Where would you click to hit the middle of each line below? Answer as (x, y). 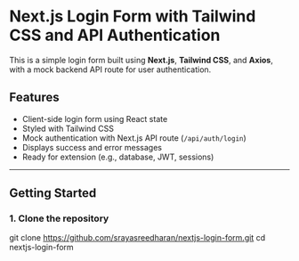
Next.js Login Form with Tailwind (133, 16)
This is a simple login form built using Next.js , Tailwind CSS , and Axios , (141, 60)
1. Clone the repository (59, 218)
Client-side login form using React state (95, 118)
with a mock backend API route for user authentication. (110, 69)
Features (34, 98)
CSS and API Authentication (115, 35)
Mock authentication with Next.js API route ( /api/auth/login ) (134, 138)
